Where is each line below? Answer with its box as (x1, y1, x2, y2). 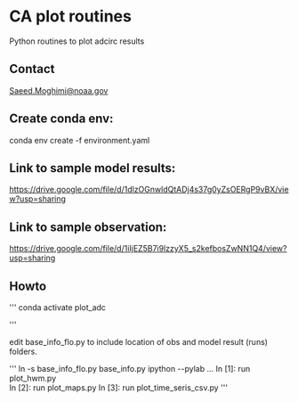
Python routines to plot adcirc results (9, 36, 145, 46)
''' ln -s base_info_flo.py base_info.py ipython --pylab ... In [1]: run (9, 364, 251, 373)
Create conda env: (9, 111, 114, 127)
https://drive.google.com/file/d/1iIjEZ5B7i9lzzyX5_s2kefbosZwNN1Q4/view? (9, 243, 287, 254)
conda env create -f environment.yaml (9, 135, 150, 145)
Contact (9, 62, 55, 77)
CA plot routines (9, 6, 132, 27)
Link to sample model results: (9, 160, 176, 176)
